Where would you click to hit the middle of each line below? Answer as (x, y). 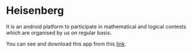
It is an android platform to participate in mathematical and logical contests (96, 26)
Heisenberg (35, 11)
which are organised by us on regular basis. (59, 32)
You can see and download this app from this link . (66, 44)
